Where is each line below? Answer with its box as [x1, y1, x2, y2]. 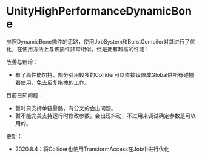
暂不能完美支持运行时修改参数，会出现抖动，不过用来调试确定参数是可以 [15, 112, 196, 119]
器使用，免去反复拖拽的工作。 [15, 79, 90, 86]
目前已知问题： [6, 91, 44, 99]
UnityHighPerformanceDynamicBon [6, 4, 192, 18]
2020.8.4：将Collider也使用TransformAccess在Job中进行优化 [15, 145, 170, 153]
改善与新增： [6, 58, 38, 65]
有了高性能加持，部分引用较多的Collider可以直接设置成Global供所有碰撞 [15, 71, 194, 78]
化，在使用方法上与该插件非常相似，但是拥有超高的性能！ [6, 45, 150, 53]
